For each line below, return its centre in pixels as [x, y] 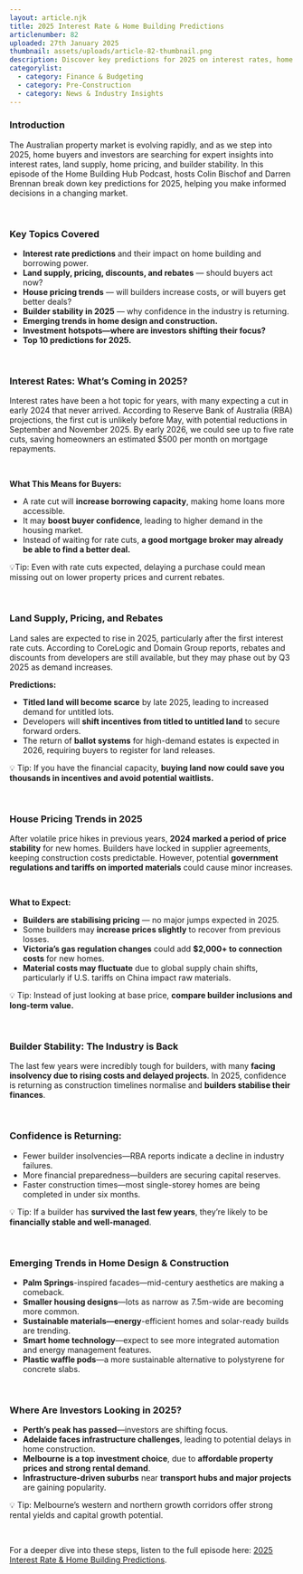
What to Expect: [40, 902]
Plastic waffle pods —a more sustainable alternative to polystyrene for [153, 1359]
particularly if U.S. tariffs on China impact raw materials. [127, 978]
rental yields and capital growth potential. [86, 1515]
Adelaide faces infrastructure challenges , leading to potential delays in [157, 1439]
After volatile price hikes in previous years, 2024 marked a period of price [148, 838]
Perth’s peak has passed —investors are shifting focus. [125, 1430]
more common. [51, 1311]
